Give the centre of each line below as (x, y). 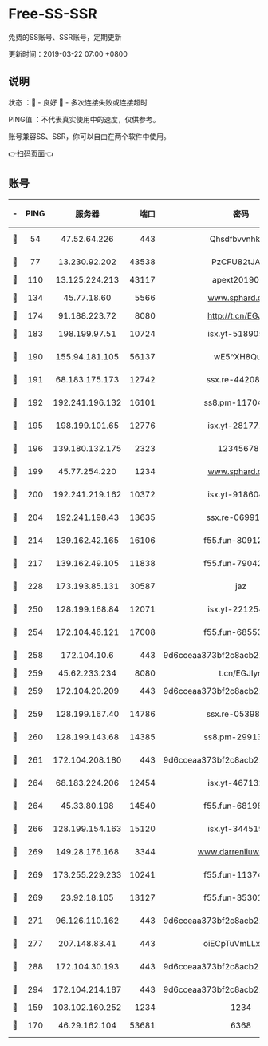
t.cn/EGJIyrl (241, 673)
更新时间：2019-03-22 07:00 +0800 (68, 53)
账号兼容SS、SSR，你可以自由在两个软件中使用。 (89, 136)
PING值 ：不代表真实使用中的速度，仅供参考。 (84, 119)
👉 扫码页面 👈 (31, 153)
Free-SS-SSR (53, 14)
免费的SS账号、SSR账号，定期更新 (65, 37)
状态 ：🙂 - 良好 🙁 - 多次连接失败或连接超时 (78, 102)
